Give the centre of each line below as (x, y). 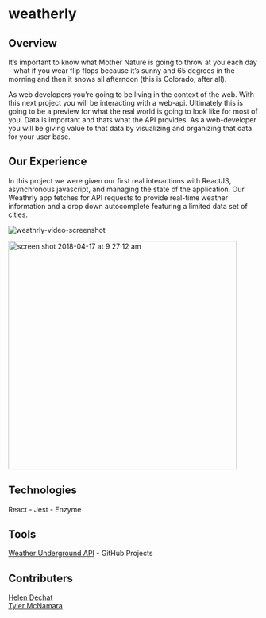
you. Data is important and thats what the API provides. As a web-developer (132, 120)
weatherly (42, 14)
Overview (33, 43)
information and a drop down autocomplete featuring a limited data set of (128, 206)
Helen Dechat (31, 597)
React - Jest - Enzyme (45, 509)
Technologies (43, 491)
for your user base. (40, 137)
